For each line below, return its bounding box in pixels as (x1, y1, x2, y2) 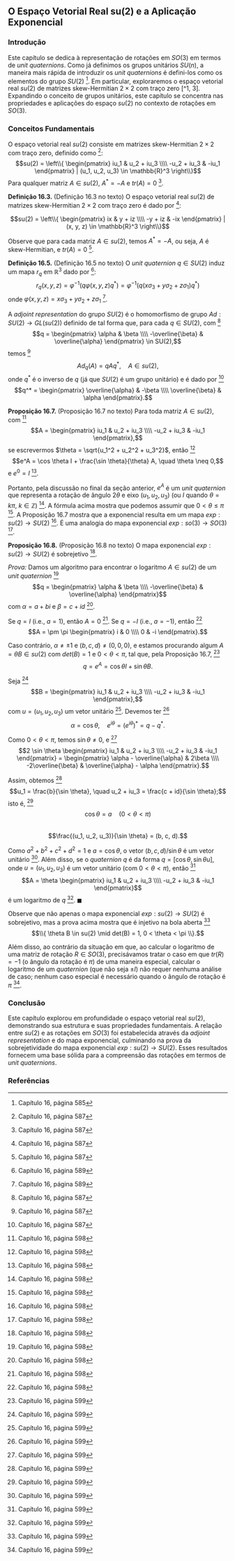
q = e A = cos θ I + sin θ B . (82, 661, 153, 670)
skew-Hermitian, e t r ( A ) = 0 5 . (8, 244, 94, 254)
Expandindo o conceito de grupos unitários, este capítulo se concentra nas (8, 92, 224, 100)
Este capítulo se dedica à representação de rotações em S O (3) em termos (8, 53, 222, 62)
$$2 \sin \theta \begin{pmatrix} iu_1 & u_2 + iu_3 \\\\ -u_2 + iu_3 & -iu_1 (18, 747, 218, 755)
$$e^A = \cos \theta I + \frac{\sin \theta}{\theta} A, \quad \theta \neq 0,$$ (12, 457, 224, 466)
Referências (8, 1076, 50, 1086)
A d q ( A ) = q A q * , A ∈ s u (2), (77, 360, 159, 371)
